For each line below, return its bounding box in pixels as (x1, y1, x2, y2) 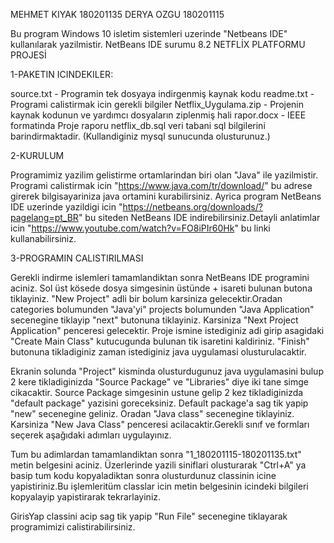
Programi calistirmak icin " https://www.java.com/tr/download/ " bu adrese (10, 180, 313, 191)
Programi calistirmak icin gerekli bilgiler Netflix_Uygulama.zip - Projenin (10, 99, 305, 110)
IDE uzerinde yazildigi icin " (10, 201, 123, 213)
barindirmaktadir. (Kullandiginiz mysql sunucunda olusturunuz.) (10, 130, 271, 142)
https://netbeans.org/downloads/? (122, 201, 263, 213)
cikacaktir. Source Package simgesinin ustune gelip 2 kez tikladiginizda (10, 387, 304, 398)
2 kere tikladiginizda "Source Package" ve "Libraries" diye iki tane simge (10, 376, 309, 388)
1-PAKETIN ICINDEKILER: (10, 69, 114, 80)
